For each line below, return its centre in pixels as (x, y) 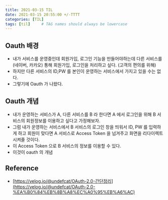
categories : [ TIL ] (24, 19)
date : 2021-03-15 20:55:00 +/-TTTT (43, 15)
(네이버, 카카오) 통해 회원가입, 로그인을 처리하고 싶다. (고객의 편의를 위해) (84, 65)
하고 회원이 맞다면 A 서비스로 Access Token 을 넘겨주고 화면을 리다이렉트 (91, 133)
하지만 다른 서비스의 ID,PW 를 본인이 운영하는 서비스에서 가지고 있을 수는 (84, 72)
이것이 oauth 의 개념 (33, 152)
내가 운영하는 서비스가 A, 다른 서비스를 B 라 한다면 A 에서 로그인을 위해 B (84, 114)
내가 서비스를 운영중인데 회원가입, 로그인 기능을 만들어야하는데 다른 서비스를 (87, 59)
